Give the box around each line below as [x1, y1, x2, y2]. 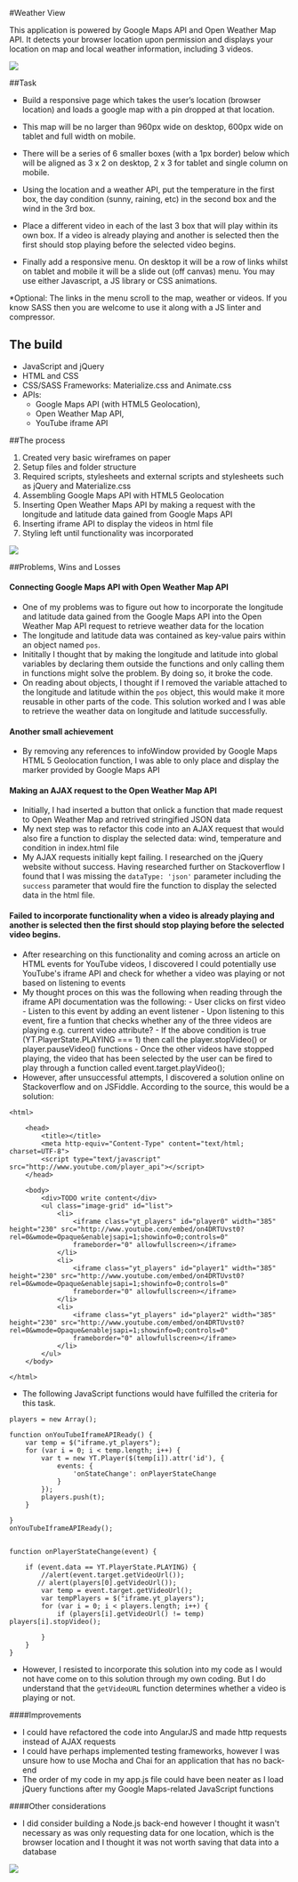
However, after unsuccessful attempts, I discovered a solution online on [21, 1072, 285, 1082]
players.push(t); [41, 1492, 105, 1501]
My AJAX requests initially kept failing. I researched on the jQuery [21, 852, 264, 863]
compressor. [9, 311, 56, 322]
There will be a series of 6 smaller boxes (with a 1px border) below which [21, 149, 290, 158]
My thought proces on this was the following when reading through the [21, 986, 283, 997]
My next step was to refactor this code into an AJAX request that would [21, 824, 285, 834]
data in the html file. [21, 889, 95, 901]
